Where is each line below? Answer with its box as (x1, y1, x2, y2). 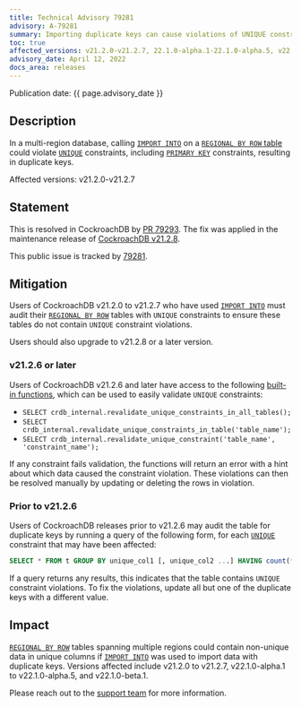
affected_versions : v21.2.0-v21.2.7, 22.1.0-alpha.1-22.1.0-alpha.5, (9, 47, 275, 56)
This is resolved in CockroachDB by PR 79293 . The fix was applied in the (9, 223, 279, 234)
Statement (9, 200, 70, 215)
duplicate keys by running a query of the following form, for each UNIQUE (9, 530, 276, 540)
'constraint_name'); (21, 443, 99, 452)
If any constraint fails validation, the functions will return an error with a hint (9, 458, 288, 469)
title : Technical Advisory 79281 (9, 13, 134, 22)
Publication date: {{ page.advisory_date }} (9, 87, 164, 99)
